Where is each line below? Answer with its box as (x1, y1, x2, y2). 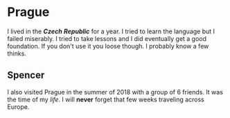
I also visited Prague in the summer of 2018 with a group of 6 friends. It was (7, 87, 224, 96)
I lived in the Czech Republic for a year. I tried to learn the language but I (7, 27, 215, 35)
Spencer (7, 69, 45, 81)
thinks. (7, 49, 26, 58)
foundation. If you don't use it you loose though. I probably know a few (7, 42, 209, 50)
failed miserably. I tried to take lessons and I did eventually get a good (7, 34, 206, 42)
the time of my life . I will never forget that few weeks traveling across (7, 95, 204, 103)
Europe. (7, 102, 30, 111)
